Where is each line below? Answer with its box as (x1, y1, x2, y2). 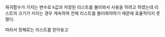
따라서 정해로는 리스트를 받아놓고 (5, 27, 69, 33)
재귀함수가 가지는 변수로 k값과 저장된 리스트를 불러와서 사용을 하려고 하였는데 (5, 4, 154, 10)
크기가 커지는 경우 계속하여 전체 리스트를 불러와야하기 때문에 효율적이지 (18, 10, 155, 16)
